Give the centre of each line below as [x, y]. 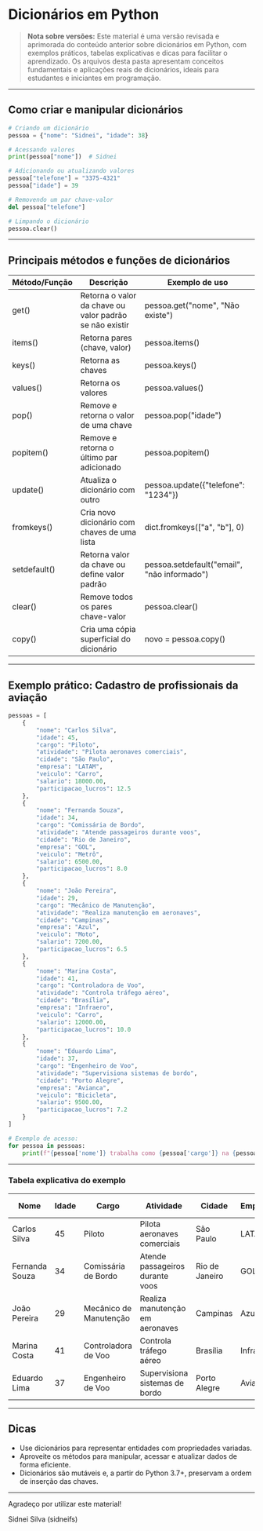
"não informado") [177, 575]
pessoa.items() [172, 343]
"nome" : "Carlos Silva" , [77, 730]
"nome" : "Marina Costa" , [77, 971]
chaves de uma [108, 532]
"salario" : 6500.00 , [70, 861]
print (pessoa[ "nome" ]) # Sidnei [63, 157]
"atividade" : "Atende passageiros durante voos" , [119, 832]
